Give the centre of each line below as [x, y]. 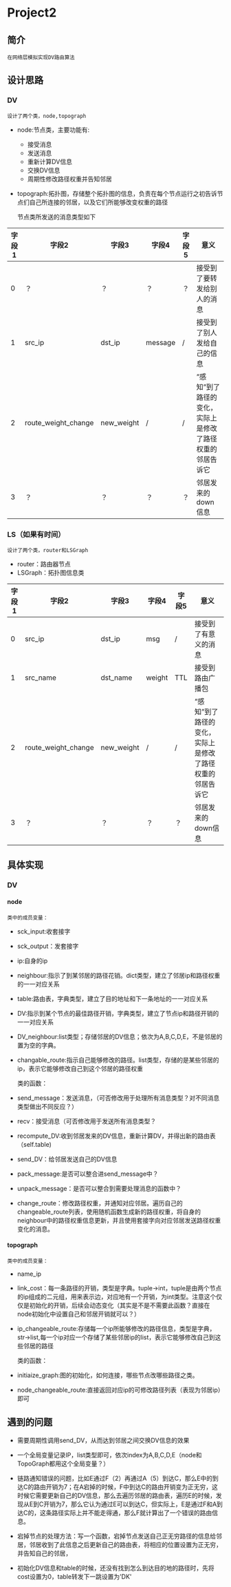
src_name [41, 678]
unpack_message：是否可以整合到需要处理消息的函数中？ [99, 1188]
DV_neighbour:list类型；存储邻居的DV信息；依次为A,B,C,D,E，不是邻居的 [120, 1036]
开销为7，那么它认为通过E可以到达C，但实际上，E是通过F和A [130, 1504]
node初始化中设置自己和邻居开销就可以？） [79, 1314]
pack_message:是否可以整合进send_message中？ [88, 1174]
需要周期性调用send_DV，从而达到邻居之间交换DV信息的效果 [103, 1440]
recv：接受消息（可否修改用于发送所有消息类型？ [87, 1121]
